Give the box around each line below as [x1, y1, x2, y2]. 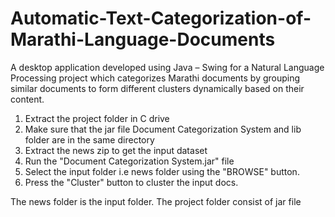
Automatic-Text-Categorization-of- [10, 7, 312, 30]
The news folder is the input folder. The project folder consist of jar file [10, 195, 302, 207]
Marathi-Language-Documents [10, 28, 276, 51]
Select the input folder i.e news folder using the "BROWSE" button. [24, 165, 300, 177]
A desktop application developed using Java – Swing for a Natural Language [10, 61, 325, 73]
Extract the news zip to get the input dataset [24, 144, 208, 156]
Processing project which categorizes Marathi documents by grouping [10, 72, 301, 84]
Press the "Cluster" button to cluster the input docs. [24, 176, 239, 188]
